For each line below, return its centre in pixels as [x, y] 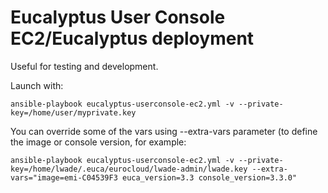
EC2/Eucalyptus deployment [132, 38]
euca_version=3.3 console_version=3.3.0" [209, 177]
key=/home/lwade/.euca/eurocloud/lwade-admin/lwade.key [129, 169]
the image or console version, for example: [98, 142]
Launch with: [37, 85]
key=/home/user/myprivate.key [73, 112]
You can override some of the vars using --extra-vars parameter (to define [164, 131]
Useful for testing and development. [84, 66]
